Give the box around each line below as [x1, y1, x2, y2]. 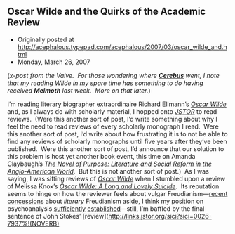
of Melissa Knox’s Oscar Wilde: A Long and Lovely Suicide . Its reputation [7, 182, 220, 190]
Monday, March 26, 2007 [17, 58, 90, 66]
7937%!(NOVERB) [7, 219, 60, 228]
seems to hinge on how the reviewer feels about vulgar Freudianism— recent [7, 189, 228, 197]
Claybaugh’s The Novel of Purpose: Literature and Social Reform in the [7, 160, 213, 168]
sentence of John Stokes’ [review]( [7, 212, 109, 220]
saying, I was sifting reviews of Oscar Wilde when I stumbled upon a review [7, 174, 226, 183]
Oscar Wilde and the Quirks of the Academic [7, 6, 206, 18]
